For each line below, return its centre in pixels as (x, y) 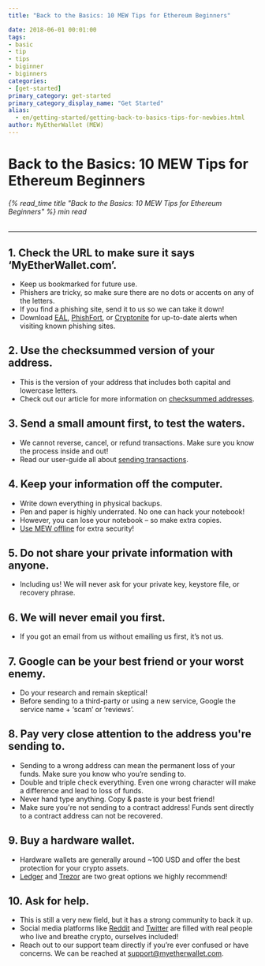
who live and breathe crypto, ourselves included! (99, 937)
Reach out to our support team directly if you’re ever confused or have (134, 945)
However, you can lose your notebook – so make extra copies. (121, 520)
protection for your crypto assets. (74, 867)
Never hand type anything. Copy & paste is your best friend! (117, 799)
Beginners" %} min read (47, 211)
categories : (28, 81)
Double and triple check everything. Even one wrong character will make (138, 782)
